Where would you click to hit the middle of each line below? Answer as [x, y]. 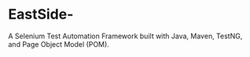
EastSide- [41, 14]
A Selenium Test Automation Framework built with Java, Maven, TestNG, [125, 36]
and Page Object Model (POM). [59, 44]
